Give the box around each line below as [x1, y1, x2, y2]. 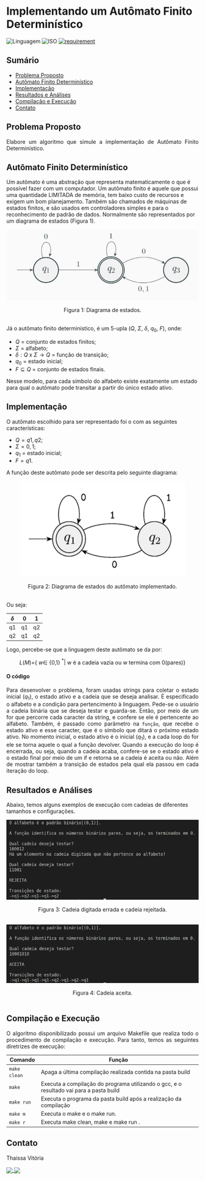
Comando [9, 1056, 35, 1064]
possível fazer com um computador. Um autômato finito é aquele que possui [6, 185, 198, 192]
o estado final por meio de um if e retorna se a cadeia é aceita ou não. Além [6, 754, 199, 762]
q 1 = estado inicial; [15, 449, 62, 458]
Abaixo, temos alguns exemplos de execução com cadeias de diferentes [6, 801, 189, 809]
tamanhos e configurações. [6, 807, 76, 815]
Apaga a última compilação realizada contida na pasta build [40, 1068, 190, 1075]
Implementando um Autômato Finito [6, 4, 193, 18]
